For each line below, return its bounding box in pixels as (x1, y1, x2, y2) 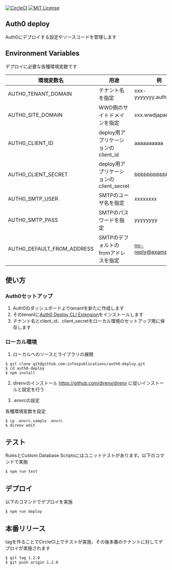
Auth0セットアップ (5, 292, 53, 300)
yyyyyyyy (134, 216, 158, 223)
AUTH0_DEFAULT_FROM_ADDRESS (8, 245, 94, 252)
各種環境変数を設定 (5, 408, 46, 414)
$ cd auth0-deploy (5, 366, 45, 371)
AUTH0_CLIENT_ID (8, 139, 54, 146)
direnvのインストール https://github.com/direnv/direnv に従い (12, 379, 142, 386)
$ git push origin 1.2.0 (5, 560, 58, 565)
